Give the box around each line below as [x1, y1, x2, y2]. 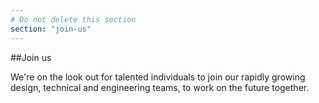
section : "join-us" [10, 24, 92, 34]
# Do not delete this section [10, 14, 137, 25]
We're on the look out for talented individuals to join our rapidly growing [10, 71, 306, 83]
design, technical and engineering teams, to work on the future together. [10, 81, 310, 93]
